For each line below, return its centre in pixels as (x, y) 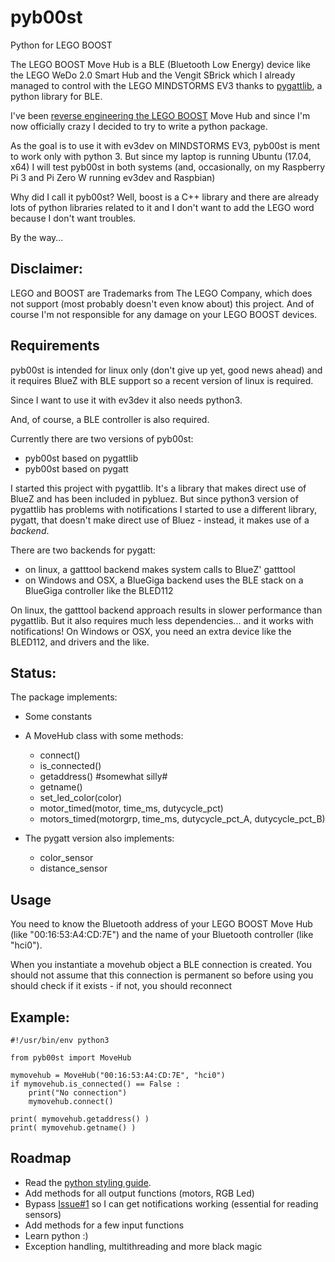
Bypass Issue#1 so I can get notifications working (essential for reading (171, 1203)
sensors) (43, 1214)
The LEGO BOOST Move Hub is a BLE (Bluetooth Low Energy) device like (160, 64)
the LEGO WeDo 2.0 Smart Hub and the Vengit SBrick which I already (153, 75)
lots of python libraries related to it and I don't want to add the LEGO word (162, 207)
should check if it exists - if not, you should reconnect (121, 986)
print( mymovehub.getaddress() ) (80, 1119)
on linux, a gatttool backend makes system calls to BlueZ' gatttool (160, 569)
